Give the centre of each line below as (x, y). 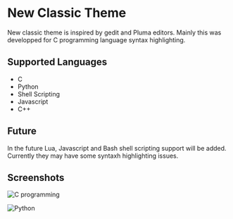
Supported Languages (57, 62)
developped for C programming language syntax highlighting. (96, 39)
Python (28, 87)
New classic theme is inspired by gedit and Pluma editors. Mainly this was (114, 32)
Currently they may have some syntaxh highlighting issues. (93, 156)
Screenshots (36, 177)
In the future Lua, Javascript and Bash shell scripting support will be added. (117, 148)
